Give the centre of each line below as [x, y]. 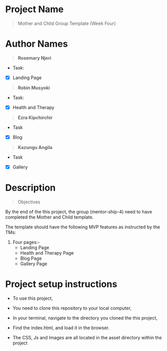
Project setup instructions [61, 284]
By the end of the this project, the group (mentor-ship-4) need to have [79, 212]
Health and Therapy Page [47, 253]
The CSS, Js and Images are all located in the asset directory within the [87, 338]
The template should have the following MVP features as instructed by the [83, 227]
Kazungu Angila [35, 148]
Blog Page [31, 258]
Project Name [35, 9]
